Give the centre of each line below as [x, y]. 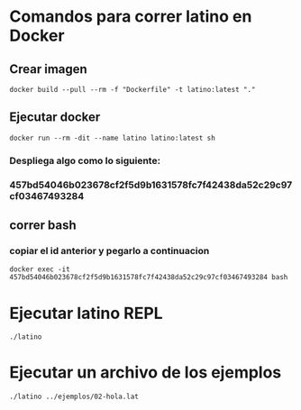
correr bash [43, 226]
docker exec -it [40, 269]
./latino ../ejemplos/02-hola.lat [74, 397]
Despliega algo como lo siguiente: [85, 160]
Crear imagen [48, 69]
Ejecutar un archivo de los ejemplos [146, 373]
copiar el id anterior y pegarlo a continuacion [109, 251]
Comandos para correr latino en [131, 17]
